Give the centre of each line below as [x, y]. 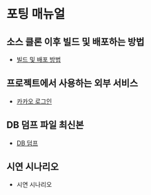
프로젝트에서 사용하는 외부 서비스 [72, 83]
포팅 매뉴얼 [36, 14]
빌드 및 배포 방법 [39, 60]
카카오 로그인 [34, 101]
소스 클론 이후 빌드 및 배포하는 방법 [75, 42]
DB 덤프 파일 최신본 [45, 125]
